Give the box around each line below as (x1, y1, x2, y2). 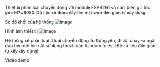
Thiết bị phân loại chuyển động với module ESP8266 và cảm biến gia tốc (5, 5, 151, 10)
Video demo (5, 57, 30, 63)
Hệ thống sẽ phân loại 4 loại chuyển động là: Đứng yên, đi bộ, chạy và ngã (5, 38, 155, 43)
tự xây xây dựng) (5, 48, 39, 54)
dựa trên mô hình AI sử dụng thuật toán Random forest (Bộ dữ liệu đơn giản (5, 43, 156, 48)
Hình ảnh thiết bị (5, 28, 38, 34)
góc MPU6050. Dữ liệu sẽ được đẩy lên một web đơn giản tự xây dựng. (5, 10, 147, 15)
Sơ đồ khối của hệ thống (5, 19, 54, 25)
